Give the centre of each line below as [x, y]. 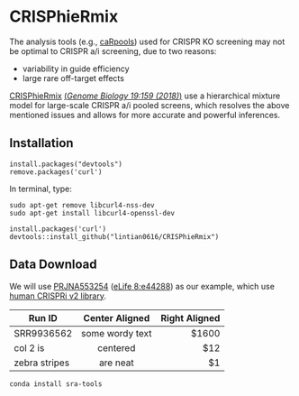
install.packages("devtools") [66, 164]
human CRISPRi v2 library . [58, 296]
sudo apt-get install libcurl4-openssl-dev [92, 213]
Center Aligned [117, 318]
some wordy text [116, 333]
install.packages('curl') [58, 229]
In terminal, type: [41, 189]
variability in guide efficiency [76, 69]
